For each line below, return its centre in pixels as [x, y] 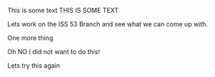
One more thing [30, 38]
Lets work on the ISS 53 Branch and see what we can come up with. [108, 24]
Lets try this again [34, 66]
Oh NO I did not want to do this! [54, 52]
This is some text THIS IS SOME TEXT [63, 10]
